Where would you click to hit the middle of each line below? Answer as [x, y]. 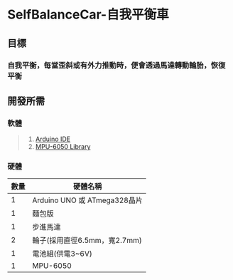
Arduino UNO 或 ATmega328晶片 [88, 200]
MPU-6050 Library [63, 147]
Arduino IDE [53, 139]
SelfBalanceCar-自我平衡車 [88, 15]
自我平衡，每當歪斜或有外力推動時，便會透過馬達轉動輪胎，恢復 [116, 65]
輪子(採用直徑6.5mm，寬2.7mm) [87, 241]
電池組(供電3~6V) [62, 254]
